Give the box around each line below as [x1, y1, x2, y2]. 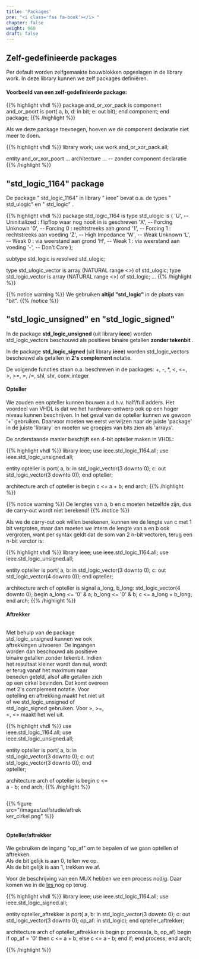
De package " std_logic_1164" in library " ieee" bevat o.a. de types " [6, 194, 171, 201]
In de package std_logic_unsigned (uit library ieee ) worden [6, 330, 153, 337]
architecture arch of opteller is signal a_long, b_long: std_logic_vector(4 [6, 584, 181, 591]
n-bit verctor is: [6, 537, 44, 544]
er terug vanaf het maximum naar [6, 667, 88, 674]
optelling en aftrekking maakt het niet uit [6, 692, 105, 700]
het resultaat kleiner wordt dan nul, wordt [6, 660, 108, 668]
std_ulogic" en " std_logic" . [6, 200, 74, 208]
